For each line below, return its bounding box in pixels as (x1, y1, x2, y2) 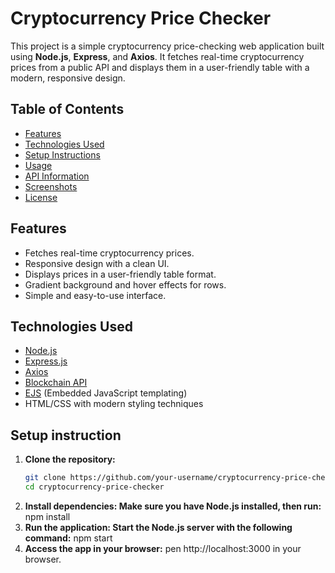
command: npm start (24, 532, 113, 544)
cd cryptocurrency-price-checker (24, 482, 165, 492)
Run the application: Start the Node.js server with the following (24, 521, 293, 533)
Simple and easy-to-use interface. (24, 289, 167, 301)
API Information (24, 170, 90, 182)
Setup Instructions (24, 148, 101, 161)
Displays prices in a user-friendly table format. (24, 268, 217, 280)
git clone (24, 473, 67, 483)
